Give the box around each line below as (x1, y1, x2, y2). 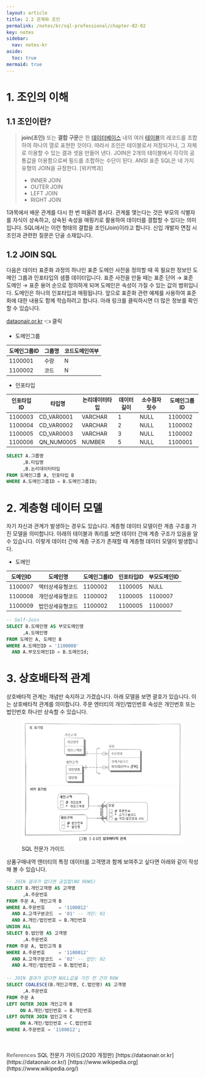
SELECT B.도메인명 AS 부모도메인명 (6, 623, 84, 629)
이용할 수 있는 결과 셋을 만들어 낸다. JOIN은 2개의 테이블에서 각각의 (27, 149, 189, 156)
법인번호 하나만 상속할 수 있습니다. (6, 708, 88, 715)
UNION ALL (6, 924, 32, 930)
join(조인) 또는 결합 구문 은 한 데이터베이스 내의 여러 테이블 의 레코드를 (21, 134, 186, 141)
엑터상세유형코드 (38, 583, 78, 590)
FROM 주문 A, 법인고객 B (6, 943, 62, 949)
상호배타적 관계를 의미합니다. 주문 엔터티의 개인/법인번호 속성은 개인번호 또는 (12, 701, 196, 708)
